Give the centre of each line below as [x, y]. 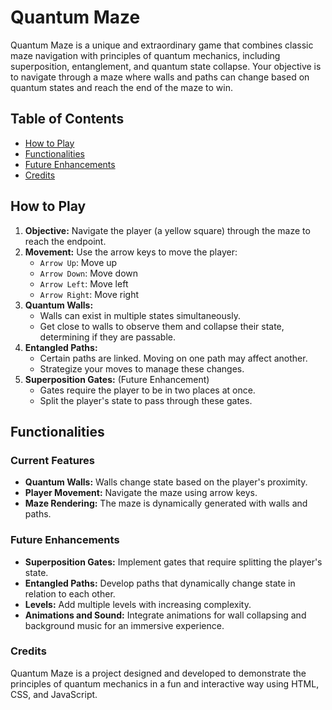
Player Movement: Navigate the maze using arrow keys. [141, 493]
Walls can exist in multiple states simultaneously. [140, 315]
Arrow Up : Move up [78, 262]
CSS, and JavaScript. [54, 694]
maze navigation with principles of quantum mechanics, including [145, 55]
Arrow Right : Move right [89, 294]
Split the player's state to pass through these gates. [146, 400]
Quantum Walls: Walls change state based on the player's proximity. [166, 482]
